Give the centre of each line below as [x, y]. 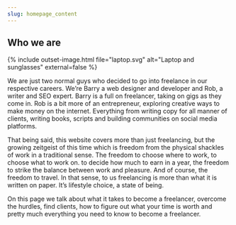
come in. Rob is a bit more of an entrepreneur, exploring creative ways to [113, 104]
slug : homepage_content [43, 14]
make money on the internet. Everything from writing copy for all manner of [118, 111]
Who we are [34, 43]
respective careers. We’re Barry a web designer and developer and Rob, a [115, 89]
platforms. [22, 126]
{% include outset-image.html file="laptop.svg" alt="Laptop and [101, 60]
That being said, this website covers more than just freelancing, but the [111, 140]
